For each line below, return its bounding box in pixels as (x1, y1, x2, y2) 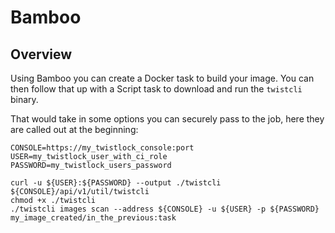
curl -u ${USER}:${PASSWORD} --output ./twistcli (10, 178, 222, 188)
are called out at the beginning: (10, 124, 139, 135)
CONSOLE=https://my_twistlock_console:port (10, 143, 195, 153)
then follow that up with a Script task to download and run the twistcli (10, 83, 303, 95)
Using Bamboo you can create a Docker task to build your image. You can (10, 72, 315, 84)
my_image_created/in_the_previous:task (10, 213, 177, 223)
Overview (10, 46, 73, 63)
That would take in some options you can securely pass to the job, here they (10, 113, 325, 125)
